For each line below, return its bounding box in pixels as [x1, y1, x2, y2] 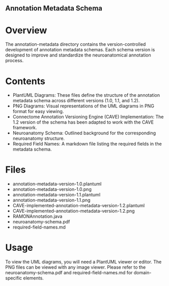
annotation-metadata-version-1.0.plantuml [12, 181, 102, 187]
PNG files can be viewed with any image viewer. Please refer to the [5, 264, 146, 270]
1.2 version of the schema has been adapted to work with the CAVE [12, 119, 154, 125]
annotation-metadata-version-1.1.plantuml [12, 192, 101, 198]
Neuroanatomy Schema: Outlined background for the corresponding [12, 130, 156, 136]
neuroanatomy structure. [12, 135, 65, 141]
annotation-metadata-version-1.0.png [12, 186, 92, 192]
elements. [23, 275, 44, 281]
